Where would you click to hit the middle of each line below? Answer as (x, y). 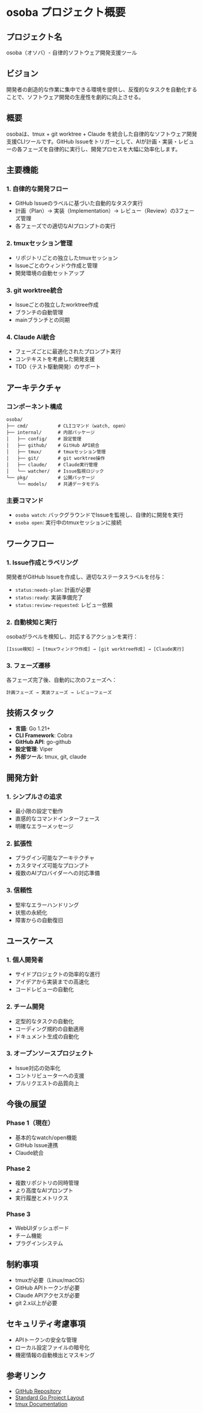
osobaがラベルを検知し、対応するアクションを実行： (72, 637)
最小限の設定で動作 (39, 811)
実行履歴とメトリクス (42, 1198)
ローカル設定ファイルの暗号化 (52, 1347)
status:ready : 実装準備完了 (49, 597)
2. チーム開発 (25, 1007)
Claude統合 (29, 1153)
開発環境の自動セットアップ (50, 273)
